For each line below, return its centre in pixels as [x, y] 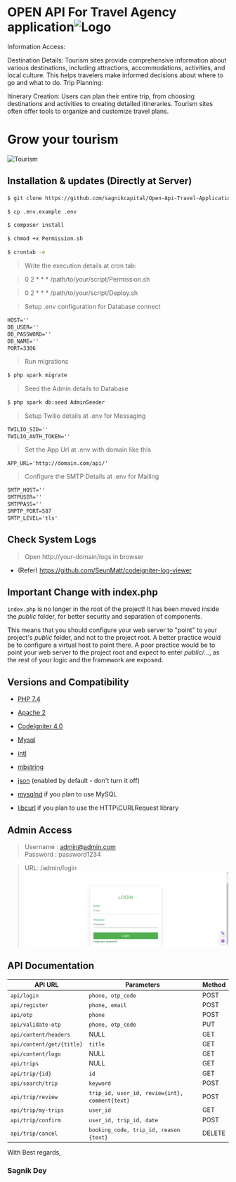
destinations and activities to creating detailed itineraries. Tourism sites [110, 103]
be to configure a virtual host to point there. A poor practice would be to [111, 645]
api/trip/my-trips [37, 1110]
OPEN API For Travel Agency [92, 12]
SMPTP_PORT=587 [29, 511]
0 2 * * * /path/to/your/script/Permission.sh [87, 280]
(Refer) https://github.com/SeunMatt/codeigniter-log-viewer [104, 570]
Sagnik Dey [27, 1171]
